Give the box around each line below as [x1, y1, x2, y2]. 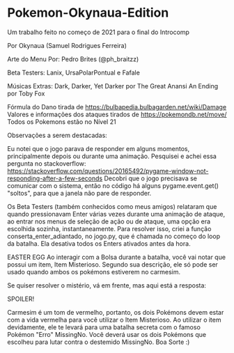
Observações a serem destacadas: [7, 131, 108, 139]
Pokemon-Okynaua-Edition [7, 5, 169, 21]
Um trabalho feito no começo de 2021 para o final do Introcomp [7, 28, 190, 36]
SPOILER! [7, 295, 35, 303]
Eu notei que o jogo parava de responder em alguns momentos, [7, 144, 190, 152]
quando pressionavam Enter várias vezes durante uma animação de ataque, [7, 210, 225, 218]
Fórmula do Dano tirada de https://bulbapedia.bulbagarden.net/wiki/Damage [7, 102, 227, 111]
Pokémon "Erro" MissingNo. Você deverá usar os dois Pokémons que [7, 330, 207, 338]
